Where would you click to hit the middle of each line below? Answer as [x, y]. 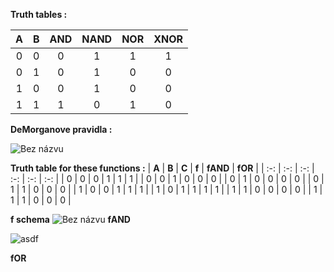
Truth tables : [39, 14]
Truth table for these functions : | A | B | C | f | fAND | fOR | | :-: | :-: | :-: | [162, 168]
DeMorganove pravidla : [61, 129]
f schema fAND [70, 219]
